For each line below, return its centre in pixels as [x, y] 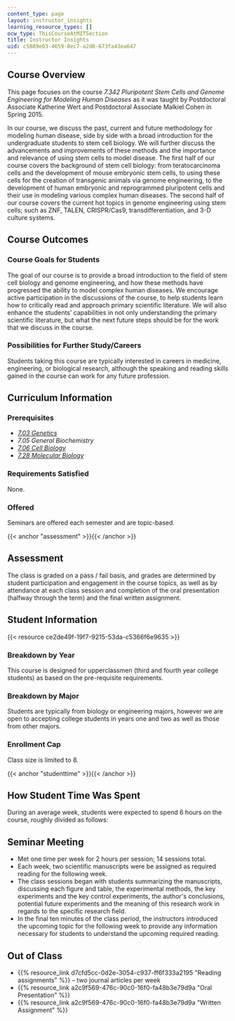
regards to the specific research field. [72, 911]
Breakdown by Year [41, 655]
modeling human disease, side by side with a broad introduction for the [110, 135]
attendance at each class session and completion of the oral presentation [113, 590]
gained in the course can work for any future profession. [89, 375]
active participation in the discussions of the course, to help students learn [115, 297]
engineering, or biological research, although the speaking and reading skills [118, 368]
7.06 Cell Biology [42, 448]
